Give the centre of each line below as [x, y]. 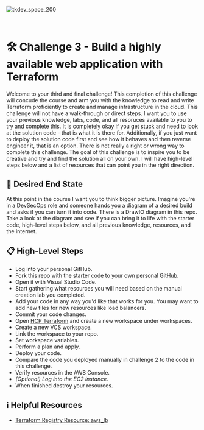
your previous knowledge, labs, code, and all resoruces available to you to [99, 119]
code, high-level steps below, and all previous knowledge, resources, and [98, 225]
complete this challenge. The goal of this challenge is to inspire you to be [98, 152]
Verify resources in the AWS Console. [62, 372]
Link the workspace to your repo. [57, 333]
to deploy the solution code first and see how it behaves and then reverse [99, 139]
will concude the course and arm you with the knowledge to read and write [100, 100]
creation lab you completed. [50, 295]
